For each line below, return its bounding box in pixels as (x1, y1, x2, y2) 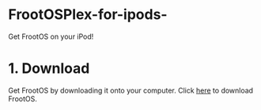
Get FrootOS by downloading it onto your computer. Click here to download (8, 85, 254, 95)
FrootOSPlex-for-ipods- (8, 6, 168, 24)
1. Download (8, 59, 90, 78)
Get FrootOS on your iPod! (8, 32, 94, 41)
